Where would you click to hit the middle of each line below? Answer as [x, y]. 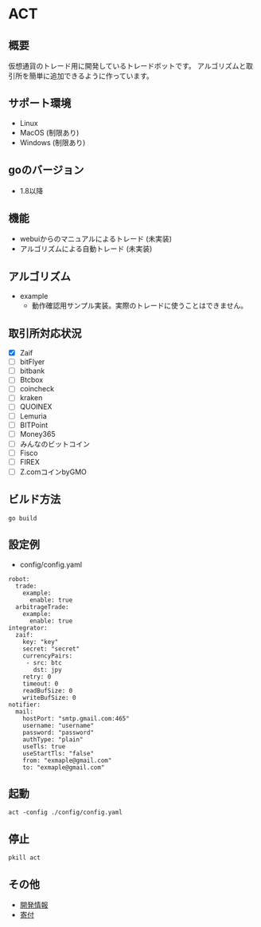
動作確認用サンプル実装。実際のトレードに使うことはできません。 [140, 306]
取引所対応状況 [45, 333]
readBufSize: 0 [48, 690]
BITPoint [34, 425]
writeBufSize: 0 [50, 697]
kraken [31, 398]
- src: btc [44, 662]
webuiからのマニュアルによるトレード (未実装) [96, 239]
